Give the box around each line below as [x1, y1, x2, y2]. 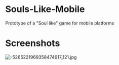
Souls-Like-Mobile [5, 3, 85, 15]
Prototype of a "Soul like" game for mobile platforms [5, 20, 114, 26]
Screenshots [5, 37, 60, 49]
